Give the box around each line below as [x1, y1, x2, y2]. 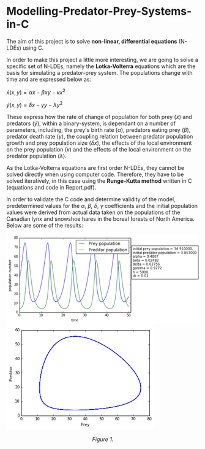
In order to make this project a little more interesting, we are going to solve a [6, 56, 199, 63]
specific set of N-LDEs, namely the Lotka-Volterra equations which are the [6, 63, 196, 70]
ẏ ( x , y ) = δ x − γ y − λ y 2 [6, 100, 63, 109]
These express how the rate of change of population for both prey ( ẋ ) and [6, 113, 193, 121]
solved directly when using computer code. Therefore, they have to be [6, 171, 184, 178]
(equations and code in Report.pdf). [6, 184, 97, 191]
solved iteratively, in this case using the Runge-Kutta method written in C [6, 177, 192, 185]
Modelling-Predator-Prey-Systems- [6, 4, 192, 18]
